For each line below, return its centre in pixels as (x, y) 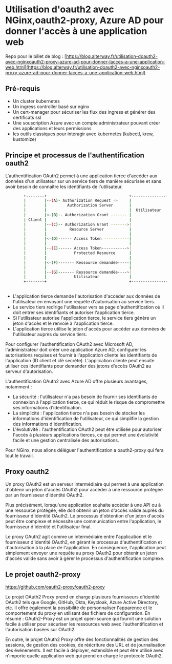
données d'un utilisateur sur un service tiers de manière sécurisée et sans (83, 181)
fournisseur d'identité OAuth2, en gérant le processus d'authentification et (84, 542)
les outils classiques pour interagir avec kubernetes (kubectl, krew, (83, 134)
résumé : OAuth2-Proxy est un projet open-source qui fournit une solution (83, 618)
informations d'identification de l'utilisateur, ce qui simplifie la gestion (86, 419)
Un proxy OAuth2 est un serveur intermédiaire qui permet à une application (84, 484)
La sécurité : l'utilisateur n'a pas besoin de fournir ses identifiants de (85, 397)
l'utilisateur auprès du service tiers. (50, 335)
